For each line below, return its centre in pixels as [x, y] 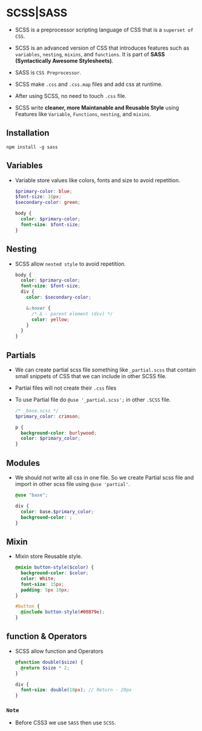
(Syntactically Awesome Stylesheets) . [64, 61]
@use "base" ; [31, 495]
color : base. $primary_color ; [57, 511]
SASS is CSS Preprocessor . [48, 72]
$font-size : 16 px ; [38, 197]
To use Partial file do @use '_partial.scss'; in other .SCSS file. [93, 399]
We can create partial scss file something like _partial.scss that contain [105, 370]
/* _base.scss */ [37, 411]
